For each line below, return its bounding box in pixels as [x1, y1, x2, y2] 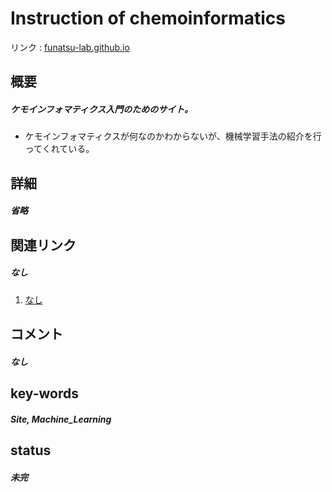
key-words [10, 385, 79, 402]
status [10, 442, 52, 459]
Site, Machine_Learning [10, 413, 112, 425]
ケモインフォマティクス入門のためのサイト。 [10, 103, 194, 115]
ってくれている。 [24, 143, 95, 155]
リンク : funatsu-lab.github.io [10, 41, 130, 53]
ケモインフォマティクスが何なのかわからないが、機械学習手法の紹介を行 [24, 130, 322, 142]
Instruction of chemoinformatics [10, 7, 287, 30]
